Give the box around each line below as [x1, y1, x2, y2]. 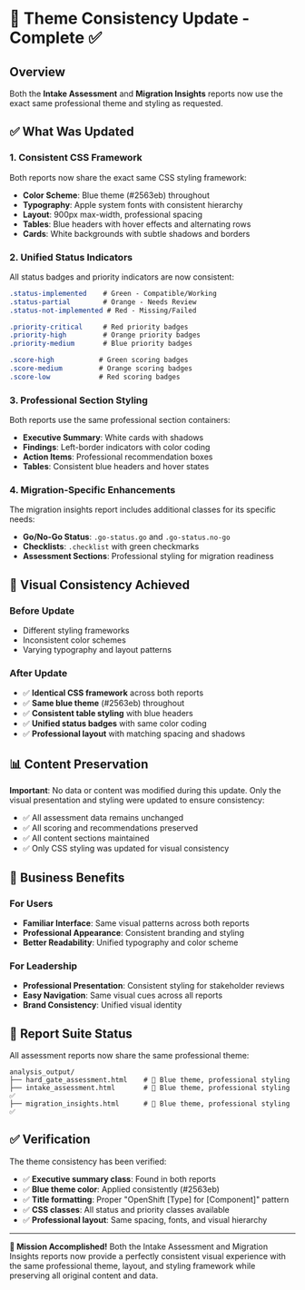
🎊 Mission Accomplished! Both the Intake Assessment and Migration [9, 1241, 269, 1252]
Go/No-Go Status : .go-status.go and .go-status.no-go [22, 531, 231, 543]
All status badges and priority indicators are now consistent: [9, 271, 234, 282]
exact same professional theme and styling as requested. [9, 98, 224, 108]
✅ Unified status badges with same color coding [22, 718, 207, 729]
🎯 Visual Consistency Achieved [9, 576, 191, 593]
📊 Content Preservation [9, 756, 149, 772]
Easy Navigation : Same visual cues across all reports [22, 990, 223, 1001]
